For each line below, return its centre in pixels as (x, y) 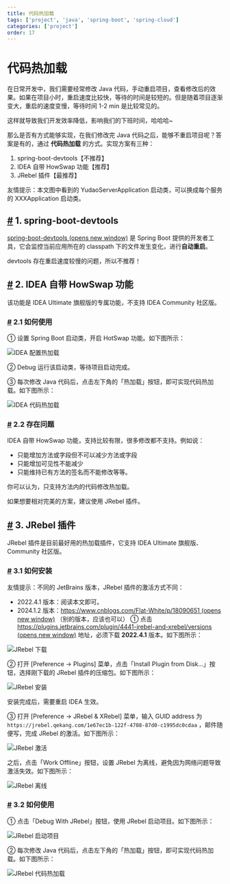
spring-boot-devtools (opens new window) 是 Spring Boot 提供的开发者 (108, 238)
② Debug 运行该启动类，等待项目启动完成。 (71, 367)
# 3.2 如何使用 (31, 805)
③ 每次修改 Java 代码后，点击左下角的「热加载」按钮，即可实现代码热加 (111, 382)
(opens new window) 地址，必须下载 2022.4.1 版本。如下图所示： (110, 635)
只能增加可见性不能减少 (50, 464)
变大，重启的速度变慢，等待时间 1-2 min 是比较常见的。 (85, 106)
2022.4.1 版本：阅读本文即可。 (60, 602)
